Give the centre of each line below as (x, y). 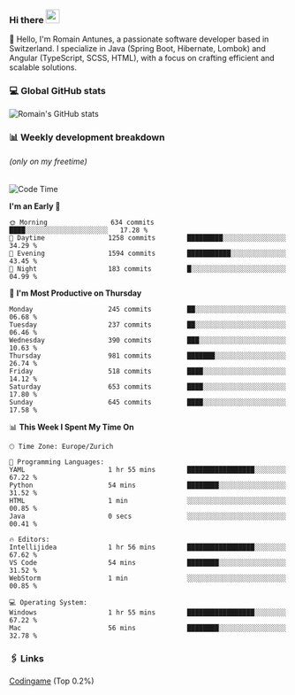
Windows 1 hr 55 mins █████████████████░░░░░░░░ (148, 612)
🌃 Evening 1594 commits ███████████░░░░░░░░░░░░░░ (148, 253)
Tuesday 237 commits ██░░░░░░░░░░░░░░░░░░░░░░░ (148, 324)
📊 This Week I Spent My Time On (72, 427)
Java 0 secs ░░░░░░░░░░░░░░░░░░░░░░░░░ (148, 516)
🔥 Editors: (30, 539)
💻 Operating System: (49, 602)
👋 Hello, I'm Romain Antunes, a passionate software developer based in (139, 39)
